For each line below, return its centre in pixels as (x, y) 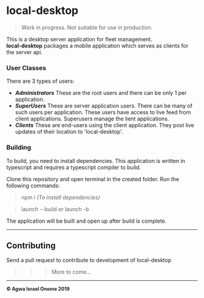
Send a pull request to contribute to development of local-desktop (89, 260)
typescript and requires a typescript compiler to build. (74, 167)
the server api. (24, 52)
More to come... (71, 272)
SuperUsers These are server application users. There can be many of (104, 106)
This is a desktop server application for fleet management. (80, 39)
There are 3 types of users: (40, 81)
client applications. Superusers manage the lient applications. (92, 119)
